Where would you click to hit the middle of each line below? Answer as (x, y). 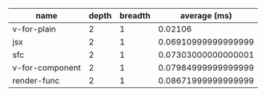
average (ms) (206, 15)
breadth (135, 15)
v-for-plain (34, 29)
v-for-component (47, 68)
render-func (36, 81)
